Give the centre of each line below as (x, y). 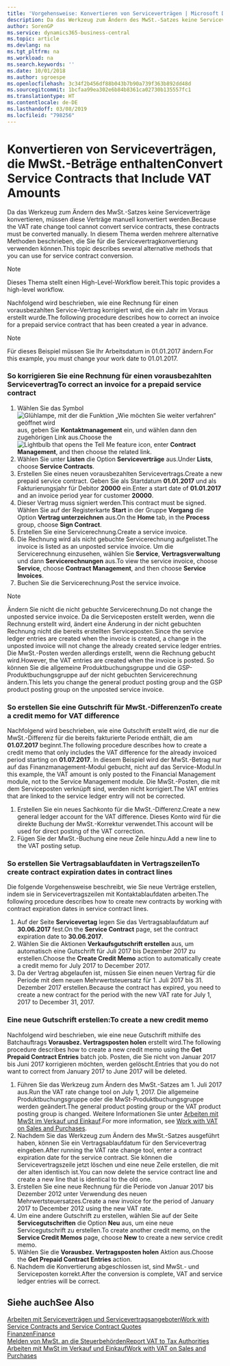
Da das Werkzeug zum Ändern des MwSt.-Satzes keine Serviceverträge (109, 212)
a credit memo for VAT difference (63, 715)
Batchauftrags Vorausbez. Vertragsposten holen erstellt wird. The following (114, 1042)
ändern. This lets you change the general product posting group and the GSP (115, 682)
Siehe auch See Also (51, 1303)
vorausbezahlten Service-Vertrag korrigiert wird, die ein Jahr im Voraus (108, 310)
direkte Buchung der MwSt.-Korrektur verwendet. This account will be (115, 824)
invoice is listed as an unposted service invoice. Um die (95, 546)
